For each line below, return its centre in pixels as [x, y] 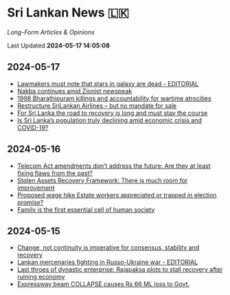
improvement [36, 188]
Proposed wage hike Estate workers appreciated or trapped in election [117, 195]
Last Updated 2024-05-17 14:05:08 [58, 45]
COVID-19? [33, 127]
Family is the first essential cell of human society [86, 209]
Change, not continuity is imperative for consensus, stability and [108, 248]
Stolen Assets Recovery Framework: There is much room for [102, 180]
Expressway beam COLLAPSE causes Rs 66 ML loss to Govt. [103, 284]
